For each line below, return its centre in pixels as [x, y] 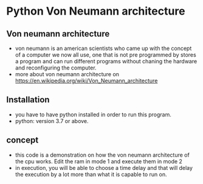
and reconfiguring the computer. [56, 68]
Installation [28, 100]
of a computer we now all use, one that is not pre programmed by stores [105, 55]
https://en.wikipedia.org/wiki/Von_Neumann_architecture [86, 81]
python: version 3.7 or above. [52, 121]
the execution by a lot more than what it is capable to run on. [91, 174]
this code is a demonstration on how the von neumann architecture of [102, 155]
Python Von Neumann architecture [96, 11]
